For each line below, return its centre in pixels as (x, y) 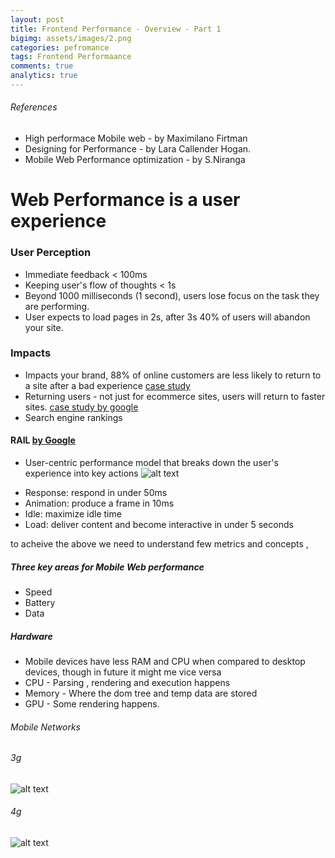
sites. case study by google (81, 407)
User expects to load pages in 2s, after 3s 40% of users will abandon (167, 317)
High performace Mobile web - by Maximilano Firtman (136, 138)
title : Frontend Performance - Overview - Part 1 (116, 29)
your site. (44, 327)
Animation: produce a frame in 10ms (99, 503)
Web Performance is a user (125, 200)
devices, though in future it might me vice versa (123, 672)
